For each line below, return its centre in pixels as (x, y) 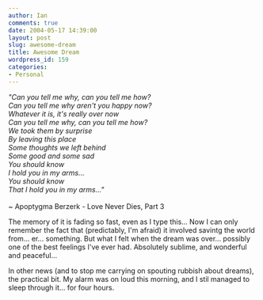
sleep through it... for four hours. (61, 287)
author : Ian (28, 15)
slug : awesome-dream (42, 45)
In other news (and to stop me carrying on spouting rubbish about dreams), (131, 271)
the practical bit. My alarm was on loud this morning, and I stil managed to (129, 279)
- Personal (26, 74)
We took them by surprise (50, 131)
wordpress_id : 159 (38, 60)
